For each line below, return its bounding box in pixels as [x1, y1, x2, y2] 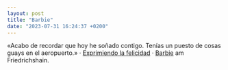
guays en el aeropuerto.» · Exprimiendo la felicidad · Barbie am [7, 49, 184, 57]
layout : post [7, 10, 45, 17]
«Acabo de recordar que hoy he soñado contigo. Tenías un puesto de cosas [7, 42, 221, 50]
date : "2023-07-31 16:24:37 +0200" [7, 23, 109, 30]
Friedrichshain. [7, 56, 49, 65]
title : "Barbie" [7, 16, 53, 23]
